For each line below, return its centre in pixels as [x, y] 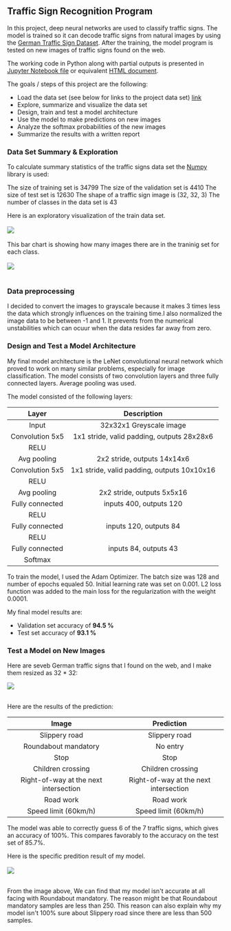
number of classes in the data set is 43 [62, 202]
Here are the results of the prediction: [60, 707]
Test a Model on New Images [56, 650]
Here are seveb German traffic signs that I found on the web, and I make [109, 665]
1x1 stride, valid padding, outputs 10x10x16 [143, 470]
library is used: [28, 174]
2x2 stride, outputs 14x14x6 [143, 459]
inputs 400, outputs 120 [143, 503]
